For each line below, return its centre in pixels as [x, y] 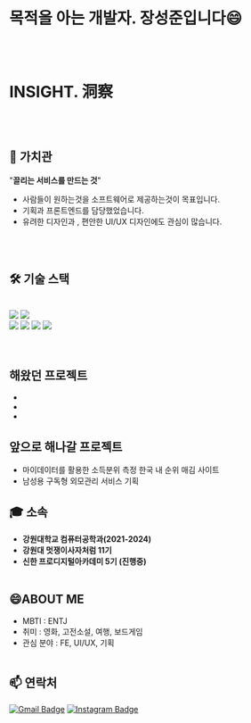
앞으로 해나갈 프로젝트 [66, 447]
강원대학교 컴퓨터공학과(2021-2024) [87, 539]
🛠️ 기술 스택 [39, 279]
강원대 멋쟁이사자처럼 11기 [67, 550]
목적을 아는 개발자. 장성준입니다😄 [126, 18]
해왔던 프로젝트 [49, 375]
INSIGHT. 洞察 [61, 92]
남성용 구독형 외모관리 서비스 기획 [81, 481]
